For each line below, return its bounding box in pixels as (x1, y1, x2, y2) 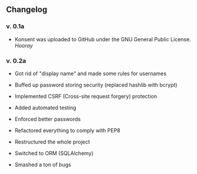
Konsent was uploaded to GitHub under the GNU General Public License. (14, 35, 191, 43)
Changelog (6, 5, 48, 15)
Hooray (14, 42, 34, 49)
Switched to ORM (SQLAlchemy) (14, 149, 94, 156)
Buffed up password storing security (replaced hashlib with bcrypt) (14, 81, 178, 88)
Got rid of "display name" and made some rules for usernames (14, 70, 166, 77)
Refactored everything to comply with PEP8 (14, 126, 121, 134)
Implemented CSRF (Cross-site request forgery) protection (14, 92, 158, 99)
